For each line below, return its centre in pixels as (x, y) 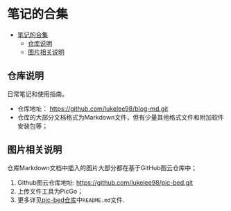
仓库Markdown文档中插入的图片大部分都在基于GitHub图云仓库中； (102, 167)
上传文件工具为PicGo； (50, 191)
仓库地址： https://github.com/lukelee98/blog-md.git (93, 109)
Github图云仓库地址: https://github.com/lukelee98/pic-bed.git (105, 182)
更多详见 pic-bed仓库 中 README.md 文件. (71, 200)
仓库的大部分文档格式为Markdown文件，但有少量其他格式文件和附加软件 (120, 117)
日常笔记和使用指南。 (37, 93)
